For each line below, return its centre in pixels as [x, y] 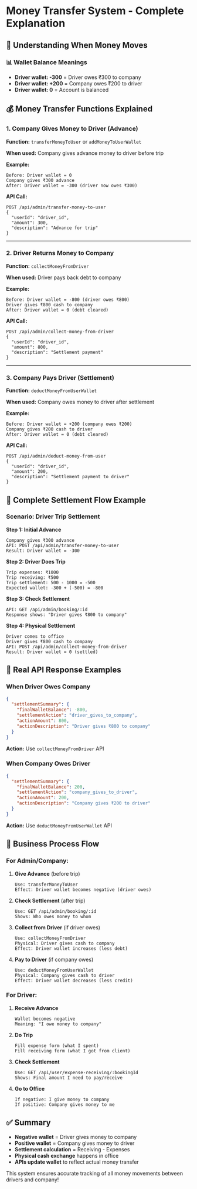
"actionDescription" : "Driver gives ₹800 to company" [84, 726]
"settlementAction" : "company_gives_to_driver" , [77, 792]
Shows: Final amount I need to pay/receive [69, 1078]
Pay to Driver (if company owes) [54, 959]
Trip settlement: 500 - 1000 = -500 [51, 582]
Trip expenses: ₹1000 [33, 572]
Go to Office [30, 1088]
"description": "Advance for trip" [55, 228]
